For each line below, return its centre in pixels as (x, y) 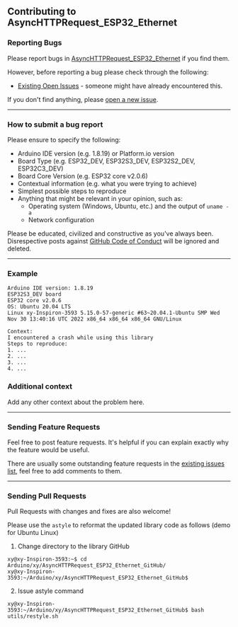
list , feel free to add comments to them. (65, 471)
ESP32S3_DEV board (34, 294)
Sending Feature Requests (54, 427)
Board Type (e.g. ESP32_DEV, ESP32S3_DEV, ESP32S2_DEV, (107, 161)
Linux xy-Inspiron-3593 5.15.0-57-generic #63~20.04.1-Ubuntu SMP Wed (114, 313)
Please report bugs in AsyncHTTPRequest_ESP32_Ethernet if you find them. (119, 58)
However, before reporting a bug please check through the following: (108, 72)
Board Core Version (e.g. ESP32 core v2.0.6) (83, 176)
